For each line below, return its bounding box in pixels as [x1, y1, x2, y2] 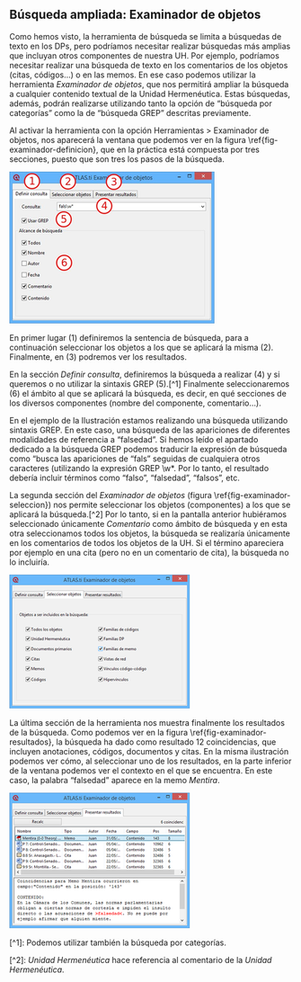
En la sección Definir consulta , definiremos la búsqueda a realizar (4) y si [9, 369, 280, 379]
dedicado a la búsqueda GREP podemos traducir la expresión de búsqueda [9, 443, 288, 454]
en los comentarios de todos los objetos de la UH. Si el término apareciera [9, 537, 285, 548]
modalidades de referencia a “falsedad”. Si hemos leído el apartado [9, 433, 259, 444]
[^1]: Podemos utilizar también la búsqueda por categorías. [9, 937, 227, 948]
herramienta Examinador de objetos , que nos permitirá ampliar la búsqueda [9, 78, 289, 89]
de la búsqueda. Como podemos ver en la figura [9, 727, 189, 737]
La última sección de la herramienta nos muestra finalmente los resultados [9, 717, 286, 728]
